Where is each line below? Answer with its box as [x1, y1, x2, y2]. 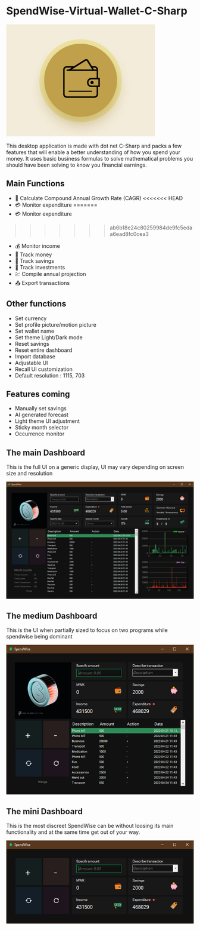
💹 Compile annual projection [14, 270, 86, 277]
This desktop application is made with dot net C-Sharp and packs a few [6, 142, 182, 149]
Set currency [14, 315, 47, 322]
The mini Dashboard [6, 806, 83, 817]
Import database [14, 352, 55, 360]
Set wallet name [14, 327, 55, 334]
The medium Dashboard [6, 610, 98, 621]
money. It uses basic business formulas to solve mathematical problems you [6, 155, 193, 162]
